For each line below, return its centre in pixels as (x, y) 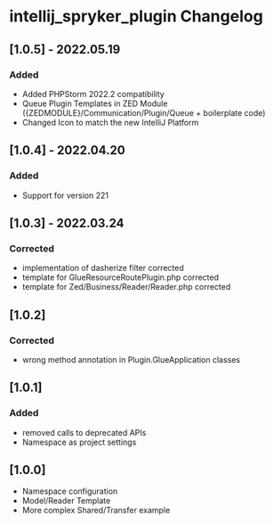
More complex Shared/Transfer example (96, 511)
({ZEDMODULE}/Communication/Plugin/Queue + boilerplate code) (144, 112)
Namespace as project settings (79, 442)
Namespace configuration (70, 491)
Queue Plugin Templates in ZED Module (95, 103)
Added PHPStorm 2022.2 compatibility (93, 94)
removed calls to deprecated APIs (84, 432)
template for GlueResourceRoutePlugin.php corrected (121, 277)
